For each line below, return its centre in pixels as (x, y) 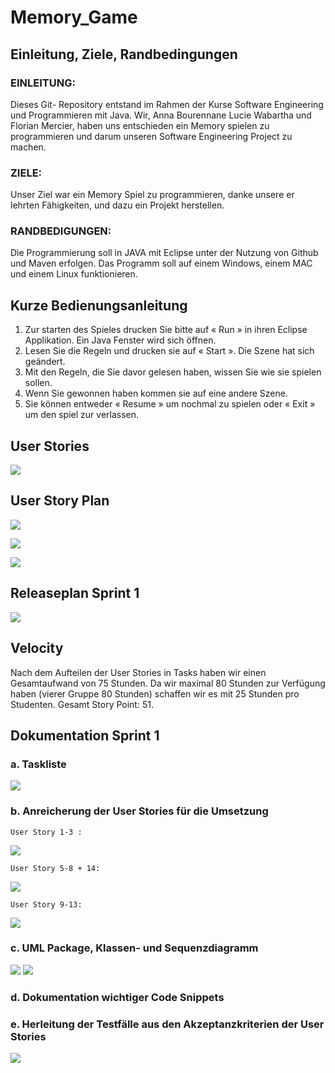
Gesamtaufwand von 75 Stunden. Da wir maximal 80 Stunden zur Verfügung (168, 683)
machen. (28, 147)
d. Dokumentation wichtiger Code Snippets (117, 997)
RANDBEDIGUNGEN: (61, 231)
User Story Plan (60, 501)
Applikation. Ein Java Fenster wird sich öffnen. (120, 340)
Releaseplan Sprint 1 (75, 593)
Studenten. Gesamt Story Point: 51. (82, 704)
